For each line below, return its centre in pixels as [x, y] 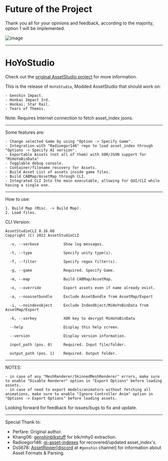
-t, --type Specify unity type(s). [61, 253]
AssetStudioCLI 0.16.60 [30, 231]
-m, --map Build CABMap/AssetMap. [61, 279]
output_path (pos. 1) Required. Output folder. [63, 353]
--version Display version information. [68, 336]
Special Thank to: [23, 422]
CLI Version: [18, 222]
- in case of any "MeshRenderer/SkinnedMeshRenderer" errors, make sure [82, 376]
